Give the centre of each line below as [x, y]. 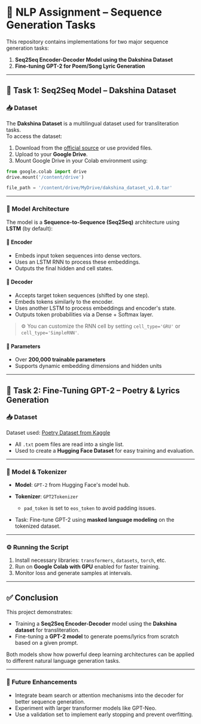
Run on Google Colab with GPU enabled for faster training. [87, 567]
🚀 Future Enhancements [42, 682]
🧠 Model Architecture [38, 209]
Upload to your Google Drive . [51, 154]
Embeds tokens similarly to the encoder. [64, 301]
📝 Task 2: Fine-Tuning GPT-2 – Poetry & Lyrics [93, 391]
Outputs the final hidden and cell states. [64, 268]
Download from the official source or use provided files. [83, 148]
